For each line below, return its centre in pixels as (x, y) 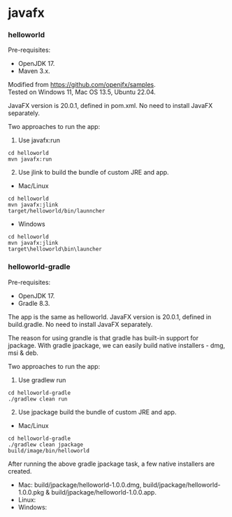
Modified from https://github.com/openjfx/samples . (82, 85)
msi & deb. (23, 353)
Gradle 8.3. (34, 303)
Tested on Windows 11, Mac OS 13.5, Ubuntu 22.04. (82, 92)
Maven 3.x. (34, 71)
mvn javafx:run (30, 159)
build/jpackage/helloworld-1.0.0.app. (104, 492)
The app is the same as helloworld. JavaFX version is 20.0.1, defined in (110, 316)
